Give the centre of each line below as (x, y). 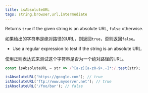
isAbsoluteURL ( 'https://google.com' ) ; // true (54, 77)
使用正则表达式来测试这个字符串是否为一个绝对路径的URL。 (66, 59)
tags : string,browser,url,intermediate (46, 14)
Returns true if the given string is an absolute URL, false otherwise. (74, 28)
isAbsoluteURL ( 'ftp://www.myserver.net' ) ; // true (58, 82)
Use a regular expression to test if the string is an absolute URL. (77, 48)
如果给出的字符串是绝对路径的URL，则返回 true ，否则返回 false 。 (71, 39)
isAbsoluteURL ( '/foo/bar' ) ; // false (44, 86)
